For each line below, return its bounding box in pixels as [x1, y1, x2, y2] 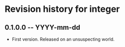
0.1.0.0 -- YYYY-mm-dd [4, 23, 81, 32]
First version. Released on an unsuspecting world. [11, 36, 115, 42]
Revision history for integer [4, 3, 120, 15]
